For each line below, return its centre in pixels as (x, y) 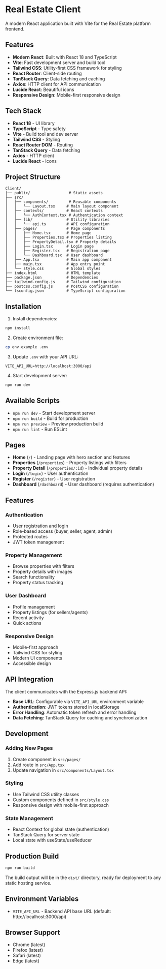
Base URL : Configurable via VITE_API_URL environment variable (78, 701)
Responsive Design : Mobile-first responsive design (66, 95)
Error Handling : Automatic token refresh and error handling (74, 712)
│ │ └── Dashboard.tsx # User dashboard (54, 255)
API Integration (30, 679)
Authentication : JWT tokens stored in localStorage (66, 707)
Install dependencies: (35, 319)
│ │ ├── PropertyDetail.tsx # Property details (61, 242)
